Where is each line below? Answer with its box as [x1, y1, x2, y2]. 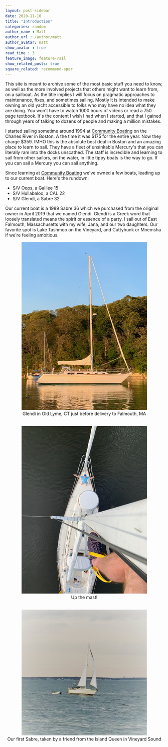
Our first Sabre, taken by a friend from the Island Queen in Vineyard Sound [7, 736, 161, 742]
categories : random [5, 24, 46, 29]
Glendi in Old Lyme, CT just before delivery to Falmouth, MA [22, 410, 146, 417]
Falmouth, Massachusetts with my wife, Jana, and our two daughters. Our [5, 221, 158, 227]
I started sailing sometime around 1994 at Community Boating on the [5, 128, 147, 134]
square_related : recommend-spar [5, 66, 73, 71]
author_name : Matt [5, 29, 46, 35]
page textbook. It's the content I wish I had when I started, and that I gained [5, 113, 161, 119]
